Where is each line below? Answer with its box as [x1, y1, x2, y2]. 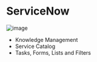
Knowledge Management [15, 36, 78, 43]
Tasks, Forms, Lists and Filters [15, 49, 91, 56]
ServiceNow [6, 4, 70, 18]
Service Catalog [15, 43, 56, 50]
